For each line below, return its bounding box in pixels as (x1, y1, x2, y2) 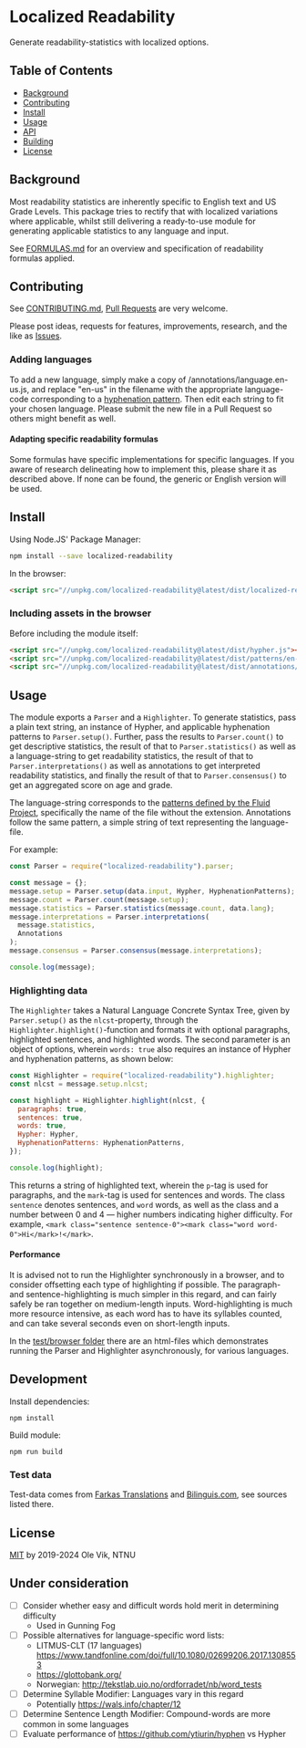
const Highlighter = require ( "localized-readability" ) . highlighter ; (9, 1071, 275, 1080)
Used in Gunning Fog (36, 1619, 116, 1630)
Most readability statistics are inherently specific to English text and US (9, 196, 277, 207)
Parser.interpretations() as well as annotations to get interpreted (9, 760, 261, 772)
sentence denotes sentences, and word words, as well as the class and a (9, 1199, 280, 1210)
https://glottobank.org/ (36, 1669, 122, 1680)
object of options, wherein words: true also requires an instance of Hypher (9, 1044, 291, 1055)
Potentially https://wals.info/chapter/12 (36, 1699, 182, 1710)
